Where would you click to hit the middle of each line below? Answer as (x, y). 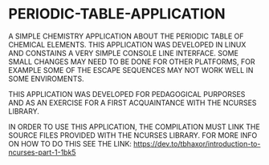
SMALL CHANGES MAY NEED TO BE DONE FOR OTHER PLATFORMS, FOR (132, 62)
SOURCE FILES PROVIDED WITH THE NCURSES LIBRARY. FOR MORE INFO (133, 135)
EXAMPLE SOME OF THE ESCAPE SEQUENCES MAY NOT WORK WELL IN (131, 70)
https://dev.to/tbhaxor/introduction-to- (197, 143)
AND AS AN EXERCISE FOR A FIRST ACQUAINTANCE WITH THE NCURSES (132, 103)
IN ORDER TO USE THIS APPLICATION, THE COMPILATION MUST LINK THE (134, 127)
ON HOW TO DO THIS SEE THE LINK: (70, 143)
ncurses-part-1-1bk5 (42, 152)
